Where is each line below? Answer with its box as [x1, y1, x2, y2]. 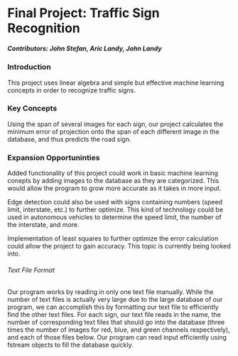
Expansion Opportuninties [7, 152, 100, 162]
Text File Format [7, 266, 55, 274]
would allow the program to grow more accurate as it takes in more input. [7, 184, 222, 193]
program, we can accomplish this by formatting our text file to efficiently [7, 303, 219, 311]
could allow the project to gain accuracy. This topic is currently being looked [7, 242, 231, 251]
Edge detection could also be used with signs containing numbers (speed [7, 198, 222, 206]
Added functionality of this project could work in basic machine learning [7, 169, 219, 177]
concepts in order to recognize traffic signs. [7, 85, 136, 94]
